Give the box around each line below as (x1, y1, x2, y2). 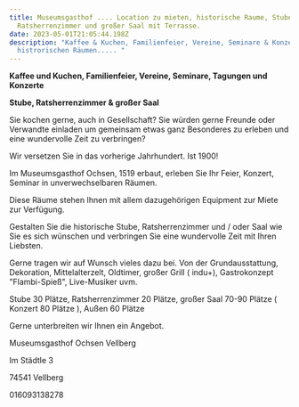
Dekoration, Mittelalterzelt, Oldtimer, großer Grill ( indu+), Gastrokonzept (9, 267, 274, 278)
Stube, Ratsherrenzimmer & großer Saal (9, 97, 160, 108)
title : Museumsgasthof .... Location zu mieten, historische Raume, (9, 12, 269, 22)
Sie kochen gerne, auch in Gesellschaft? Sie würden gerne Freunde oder (9, 115, 276, 126)
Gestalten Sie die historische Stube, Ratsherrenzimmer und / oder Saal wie (9, 222, 283, 232)
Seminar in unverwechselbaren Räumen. (9, 177, 158, 188)
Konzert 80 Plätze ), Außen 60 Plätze (9, 304, 145, 314)
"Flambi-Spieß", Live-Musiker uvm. (9, 277, 138, 288)
